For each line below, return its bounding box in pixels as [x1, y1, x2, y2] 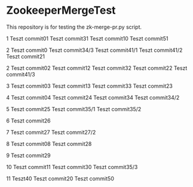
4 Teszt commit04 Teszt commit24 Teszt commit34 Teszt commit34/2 [6, 94, 180, 101]
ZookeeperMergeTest [6, 4, 116, 17]
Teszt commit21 [6, 53, 45, 60]
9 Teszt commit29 [6, 152, 51, 159]
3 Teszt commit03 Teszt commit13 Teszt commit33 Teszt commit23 [6, 82, 173, 90]
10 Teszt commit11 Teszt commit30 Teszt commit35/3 [6, 163, 138, 170]
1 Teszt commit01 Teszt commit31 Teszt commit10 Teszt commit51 [6, 35, 169, 42]
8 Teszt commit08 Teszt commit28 [6, 140, 92, 147]
